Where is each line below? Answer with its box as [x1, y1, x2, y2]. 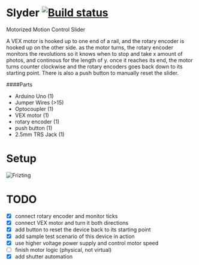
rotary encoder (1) [14, 118, 60, 125]
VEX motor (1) [14, 112, 49, 119]
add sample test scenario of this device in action [14, 233, 135, 240]
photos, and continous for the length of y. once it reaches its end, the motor [6, 56, 193, 64]
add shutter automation [14, 253, 73, 260]
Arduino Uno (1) [14, 92, 54, 100]
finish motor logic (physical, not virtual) [14, 246, 112, 254]
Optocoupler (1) [14, 105, 54, 112]
